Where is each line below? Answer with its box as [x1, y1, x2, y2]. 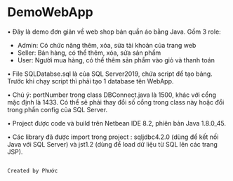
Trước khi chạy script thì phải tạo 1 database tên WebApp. [7, 76, 174, 85]
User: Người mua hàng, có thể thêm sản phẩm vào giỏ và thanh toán [17, 55, 215, 64]
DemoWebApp [7, 4, 93, 20]
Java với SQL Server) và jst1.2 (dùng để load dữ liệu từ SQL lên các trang [7, 140, 218, 148]
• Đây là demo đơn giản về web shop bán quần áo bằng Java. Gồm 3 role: [7, 27, 221, 36]
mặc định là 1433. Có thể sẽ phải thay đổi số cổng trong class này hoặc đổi [7, 98, 225, 106]
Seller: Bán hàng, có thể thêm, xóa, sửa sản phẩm [17, 48, 161, 57]
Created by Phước [7, 167, 58, 174]
